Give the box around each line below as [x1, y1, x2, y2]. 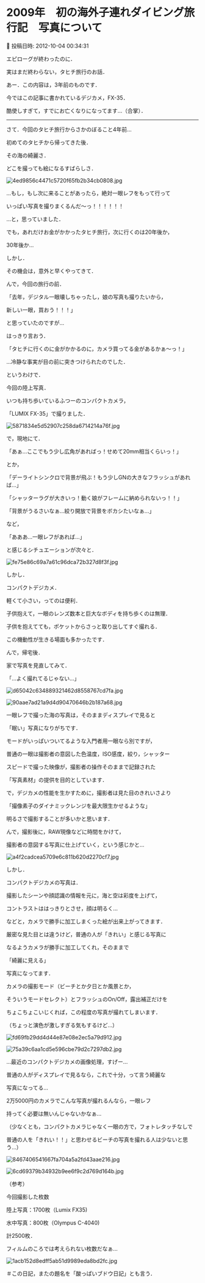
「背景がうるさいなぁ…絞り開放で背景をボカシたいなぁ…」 [6, 507, 155, 515]
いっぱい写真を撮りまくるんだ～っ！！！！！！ [6, 202, 124, 209]
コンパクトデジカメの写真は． [6, 878, 81, 886]
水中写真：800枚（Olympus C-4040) [6, 1219, 100, 1226]
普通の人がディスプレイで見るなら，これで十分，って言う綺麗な [6, 1071, 166, 1078]
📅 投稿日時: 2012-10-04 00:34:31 [6, 42, 89, 49]
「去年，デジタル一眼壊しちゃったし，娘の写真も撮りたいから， [6, 293, 167, 300]
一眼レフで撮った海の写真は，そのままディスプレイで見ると [6, 711, 156, 718]
